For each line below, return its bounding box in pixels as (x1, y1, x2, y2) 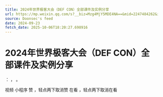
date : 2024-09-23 (5, 20, 40, 26)
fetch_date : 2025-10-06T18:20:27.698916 (5, 25, 88, 30)
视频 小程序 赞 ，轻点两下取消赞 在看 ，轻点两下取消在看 (5, 87, 117, 93)
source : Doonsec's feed (5, 16, 53, 21)
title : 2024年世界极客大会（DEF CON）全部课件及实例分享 (5, 7, 109, 12)
